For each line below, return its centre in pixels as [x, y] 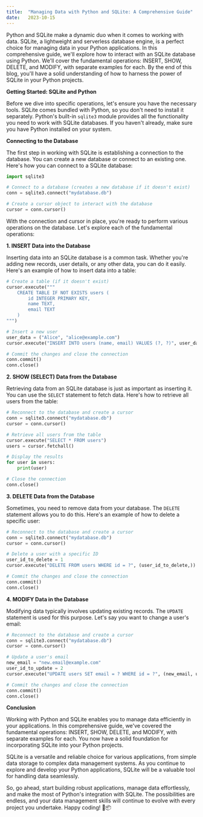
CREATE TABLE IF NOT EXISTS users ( [63, 293]
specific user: [23, 521]
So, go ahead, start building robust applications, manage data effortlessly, [98, 788]
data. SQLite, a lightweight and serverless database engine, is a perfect [95, 41]
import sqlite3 [25, 176]
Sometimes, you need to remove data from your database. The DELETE [93, 508]
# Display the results [35, 457]
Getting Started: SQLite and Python [51, 91]
